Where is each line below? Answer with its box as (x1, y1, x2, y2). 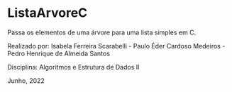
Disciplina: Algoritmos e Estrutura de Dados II (7, 63, 140, 71)
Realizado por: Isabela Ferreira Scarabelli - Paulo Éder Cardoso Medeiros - (7, 41, 226, 50)
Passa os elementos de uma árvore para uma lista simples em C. (7, 28, 197, 37)
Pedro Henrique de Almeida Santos (7, 49, 110, 58)
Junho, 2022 (7, 76, 45, 85)
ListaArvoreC (7, 5, 88, 21)
